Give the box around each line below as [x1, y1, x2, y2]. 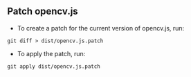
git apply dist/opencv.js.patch [7, 62, 100, 70]
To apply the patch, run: [17, 49, 86, 58]
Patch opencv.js [7, 6, 78, 17]
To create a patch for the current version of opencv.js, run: [17, 24, 185, 32]
